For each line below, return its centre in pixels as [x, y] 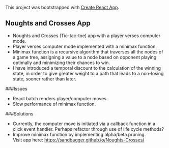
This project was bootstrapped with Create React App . [62, 7]
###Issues [16, 88]
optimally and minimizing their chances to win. [61, 63]
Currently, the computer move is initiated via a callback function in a [84, 124]
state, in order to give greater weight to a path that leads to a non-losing [88, 73]
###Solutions [19, 113]
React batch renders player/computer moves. [60, 98]
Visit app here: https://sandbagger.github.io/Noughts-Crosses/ [78, 140]
